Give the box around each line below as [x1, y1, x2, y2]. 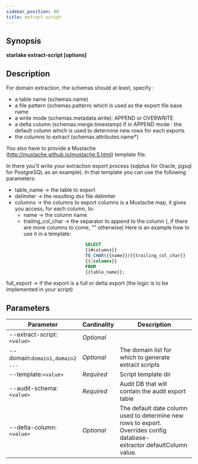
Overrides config [120, 426, 167, 435]
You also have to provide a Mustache [6, 145, 96, 152]
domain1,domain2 [31, 355, 77, 362]
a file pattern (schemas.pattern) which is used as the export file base [14, 102, 183, 109]
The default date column [120, 404, 187, 413]
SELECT [85, 242, 101, 248]
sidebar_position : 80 [6, 8, 60, 15]
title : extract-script [6, 14, 62, 20]
